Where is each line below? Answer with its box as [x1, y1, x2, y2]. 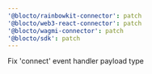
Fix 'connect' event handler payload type [7, 56, 145, 66]
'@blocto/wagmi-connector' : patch [7, 27, 125, 35]
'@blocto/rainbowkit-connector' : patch [7, 11, 142, 20]
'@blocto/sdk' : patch [7, 34, 81, 43]
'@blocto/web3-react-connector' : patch [7, 19, 142, 27]
